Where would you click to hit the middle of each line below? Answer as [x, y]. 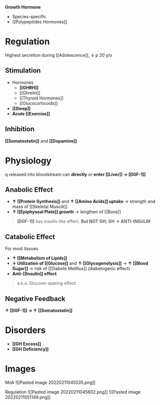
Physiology [28, 161]
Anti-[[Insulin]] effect [34, 274]
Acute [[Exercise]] [31, 114]
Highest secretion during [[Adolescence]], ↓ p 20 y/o [59, 55]
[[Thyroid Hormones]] [41, 98]
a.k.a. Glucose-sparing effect [46, 283]
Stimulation [23, 71]
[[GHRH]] [29, 87]
